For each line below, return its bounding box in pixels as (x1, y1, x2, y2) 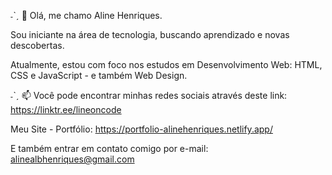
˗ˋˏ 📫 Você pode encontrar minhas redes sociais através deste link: (10, 90, 288, 101)
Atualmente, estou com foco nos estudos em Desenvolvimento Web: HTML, (10, 59, 323, 70)
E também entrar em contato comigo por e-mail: (10, 143, 209, 154)
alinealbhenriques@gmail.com (10, 153, 135, 165)
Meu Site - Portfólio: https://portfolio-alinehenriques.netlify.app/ (10, 123, 273, 135)
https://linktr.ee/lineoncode (10, 104, 122, 115)
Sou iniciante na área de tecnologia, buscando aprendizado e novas (10, 29, 290, 40)
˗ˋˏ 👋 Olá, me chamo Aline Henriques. (10, 10, 163, 21)
